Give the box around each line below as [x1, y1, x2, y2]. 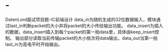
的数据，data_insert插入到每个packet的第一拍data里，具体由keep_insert [5, 29, 155, 35]
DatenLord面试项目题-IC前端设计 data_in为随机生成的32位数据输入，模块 [5, 16, 156, 22]
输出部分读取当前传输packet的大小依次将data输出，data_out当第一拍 [15, 35, 158, 41]
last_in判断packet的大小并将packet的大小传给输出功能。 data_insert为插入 [9, 22, 163, 29]
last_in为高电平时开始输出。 [5, 41, 63, 47]
